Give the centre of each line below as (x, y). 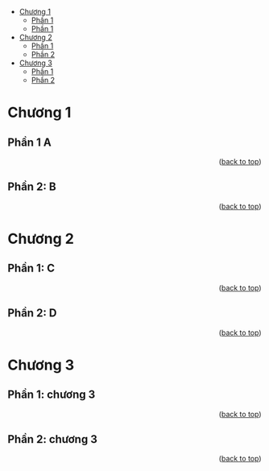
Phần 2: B (32, 187)
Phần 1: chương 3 (52, 395)
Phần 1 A (29, 142)
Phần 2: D (32, 313)
